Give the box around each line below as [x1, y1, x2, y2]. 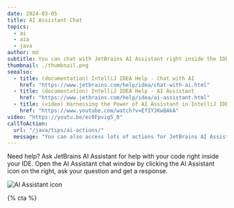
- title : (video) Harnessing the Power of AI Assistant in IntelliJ [13, 101, 217, 108]
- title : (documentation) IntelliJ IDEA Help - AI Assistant [13, 88, 195, 95]
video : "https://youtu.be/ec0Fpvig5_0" [7, 113, 123, 120]
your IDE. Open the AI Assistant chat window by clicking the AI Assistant [7, 159, 214, 168]
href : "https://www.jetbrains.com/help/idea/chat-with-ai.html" [19, 81, 210, 88]
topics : [7, 23, 30, 30]
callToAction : [7, 120, 49, 127]
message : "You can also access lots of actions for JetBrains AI [13, 133, 208, 140]
